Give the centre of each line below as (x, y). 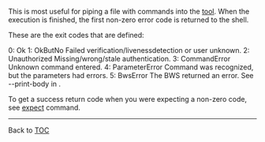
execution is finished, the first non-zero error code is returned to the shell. (129, 20)
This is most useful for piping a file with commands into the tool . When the (129, 11)
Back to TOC (29, 130)
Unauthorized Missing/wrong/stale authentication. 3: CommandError (119, 59)
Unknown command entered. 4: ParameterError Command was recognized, (131, 67)
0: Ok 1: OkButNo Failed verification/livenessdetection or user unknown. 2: (129, 50)
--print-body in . (35, 84)
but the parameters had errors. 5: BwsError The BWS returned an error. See (131, 75)
